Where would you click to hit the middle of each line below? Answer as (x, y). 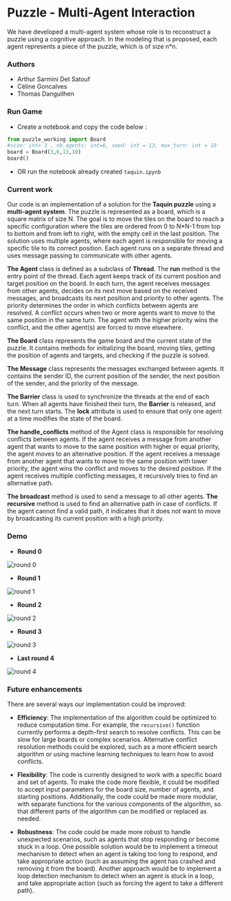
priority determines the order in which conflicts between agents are (103, 306)
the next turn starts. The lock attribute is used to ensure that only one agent (114, 412)
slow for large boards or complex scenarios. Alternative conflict (107, 739)
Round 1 (29, 578)
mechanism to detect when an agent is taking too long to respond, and (117, 854)
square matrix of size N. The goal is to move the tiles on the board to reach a (115, 219)
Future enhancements (45, 689)
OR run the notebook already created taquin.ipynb (89, 172)
